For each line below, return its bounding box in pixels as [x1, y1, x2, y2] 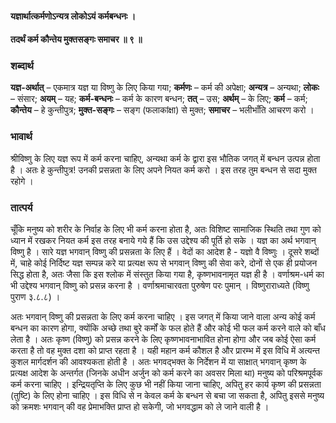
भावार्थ [10, 130, 33, 144]
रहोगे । [10, 175, 34, 187]
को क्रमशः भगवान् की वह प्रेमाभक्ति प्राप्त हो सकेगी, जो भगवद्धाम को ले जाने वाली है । [10, 401, 270, 413]
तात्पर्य [10, 200, 33, 214]
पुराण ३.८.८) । [10, 291, 61, 303]
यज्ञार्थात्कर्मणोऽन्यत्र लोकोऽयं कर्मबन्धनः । [10, 10, 137, 22]
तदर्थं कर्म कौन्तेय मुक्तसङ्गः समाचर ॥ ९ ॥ [10, 33, 143, 46]
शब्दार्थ [10, 59, 34, 73]
